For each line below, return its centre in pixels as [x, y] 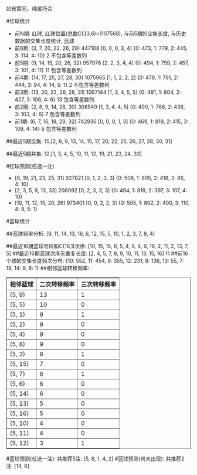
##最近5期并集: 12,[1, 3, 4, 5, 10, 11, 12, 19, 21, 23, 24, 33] [74, 154]
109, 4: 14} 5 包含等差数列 [46, 129]
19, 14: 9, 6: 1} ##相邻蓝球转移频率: [48, 268]
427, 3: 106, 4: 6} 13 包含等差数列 [55, 99]
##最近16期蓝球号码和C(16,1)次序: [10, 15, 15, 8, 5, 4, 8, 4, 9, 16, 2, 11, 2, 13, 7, [97, 246]
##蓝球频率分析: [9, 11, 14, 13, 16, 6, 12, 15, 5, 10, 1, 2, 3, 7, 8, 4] [81, 234]
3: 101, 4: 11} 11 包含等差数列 [48, 70]
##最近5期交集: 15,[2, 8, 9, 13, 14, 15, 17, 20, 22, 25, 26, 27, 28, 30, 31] [89, 141]
